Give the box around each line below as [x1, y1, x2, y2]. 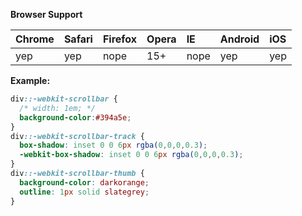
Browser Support [10, 9, 83, 20]
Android [219, 32, 260, 46]
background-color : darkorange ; [19, 177, 150, 188]
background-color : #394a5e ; [19, 112, 132, 123]
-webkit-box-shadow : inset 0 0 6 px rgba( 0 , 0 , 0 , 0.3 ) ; [19, 150, 244, 160]
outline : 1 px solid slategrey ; [19, 187, 150, 197]
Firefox [102, 32, 138, 46]
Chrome [15, 32, 55, 46]
